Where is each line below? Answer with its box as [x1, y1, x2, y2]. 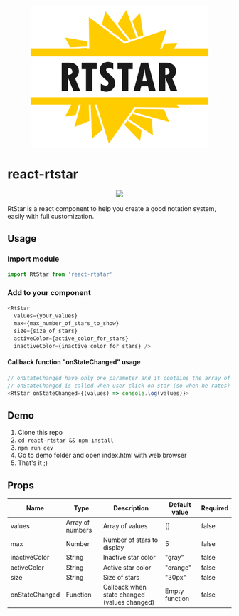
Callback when [102, 583, 147, 592]
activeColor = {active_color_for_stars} [14, 334, 129, 342]
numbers [65, 525, 92, 534]
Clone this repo [17, 428, 63, 437]
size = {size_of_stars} [14, 327, 78, 335]
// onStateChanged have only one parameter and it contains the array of [7, 374, 231, 381]
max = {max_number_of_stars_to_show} [14, 320, 119, 327]
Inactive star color [102, 553, 156, 562]
